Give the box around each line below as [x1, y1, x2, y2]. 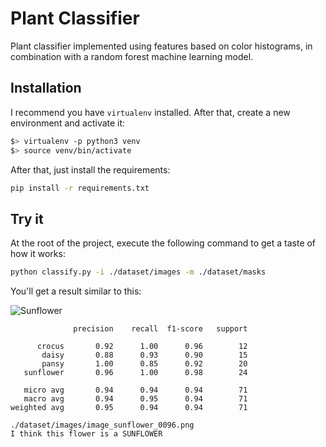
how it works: [10, 248, 66, 260]
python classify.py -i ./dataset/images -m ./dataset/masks [10, 267, 267, 277]
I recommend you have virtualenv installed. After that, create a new [10, 106, 291, 118]
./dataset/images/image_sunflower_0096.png [10, 420, 195, 431]
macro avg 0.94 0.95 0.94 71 [23, 394, 248, 404]
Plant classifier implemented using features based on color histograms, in [10, 40, 313, 52]
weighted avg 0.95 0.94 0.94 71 [10, 403, 248, 413]
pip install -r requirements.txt [10, 183, 150, 193]
